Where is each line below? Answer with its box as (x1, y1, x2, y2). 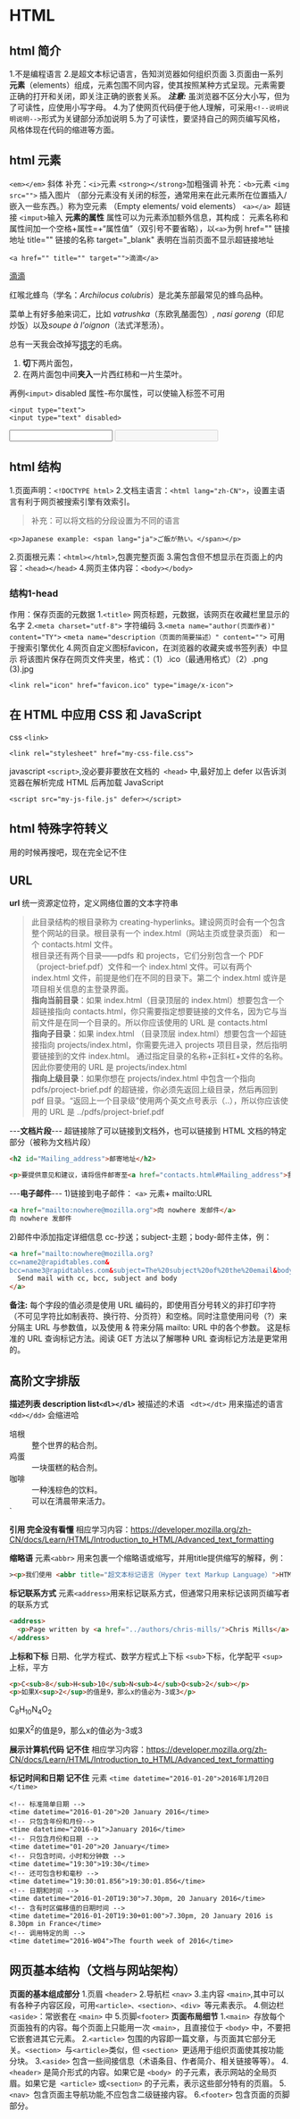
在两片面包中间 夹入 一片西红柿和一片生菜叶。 (21, 368, 187, 380)
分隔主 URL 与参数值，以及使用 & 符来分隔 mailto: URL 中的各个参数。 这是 (9, 1322, 283, 1333)
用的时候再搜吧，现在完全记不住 (9, 846, 127, 858)
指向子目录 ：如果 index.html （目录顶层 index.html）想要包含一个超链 (30, 1028, 287, 1039)
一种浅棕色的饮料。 (31, 1485, 103, 1495)
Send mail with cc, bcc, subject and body (17, 1274, 178, 1283)
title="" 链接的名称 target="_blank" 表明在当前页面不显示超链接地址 (26, 234, 274, 245)
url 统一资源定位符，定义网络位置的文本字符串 (9, 898, 179, 909)
